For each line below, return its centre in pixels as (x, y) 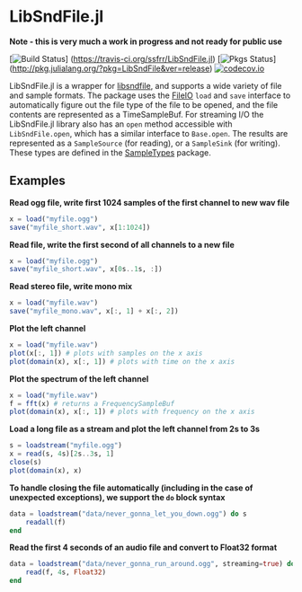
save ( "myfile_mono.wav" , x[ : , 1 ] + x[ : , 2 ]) (94, 312)
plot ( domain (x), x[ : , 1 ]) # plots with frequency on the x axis (132, 412)
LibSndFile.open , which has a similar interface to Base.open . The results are (149, 133)
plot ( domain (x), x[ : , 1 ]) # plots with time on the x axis (122, 361)
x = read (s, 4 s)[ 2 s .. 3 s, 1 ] (62, 454)
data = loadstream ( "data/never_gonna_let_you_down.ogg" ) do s (128, 514)
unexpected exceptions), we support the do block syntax (117, 497)
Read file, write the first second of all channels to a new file (122, 244)
